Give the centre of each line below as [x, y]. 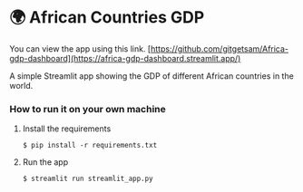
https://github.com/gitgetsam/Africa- [219, 48]
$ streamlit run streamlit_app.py [88, 179]
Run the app [45, 162]
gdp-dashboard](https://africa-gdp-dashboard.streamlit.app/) [125, 58]
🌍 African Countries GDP [107, 18]
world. [21, 85]
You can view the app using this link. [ [80, 48]
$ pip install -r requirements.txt [90, 146]
